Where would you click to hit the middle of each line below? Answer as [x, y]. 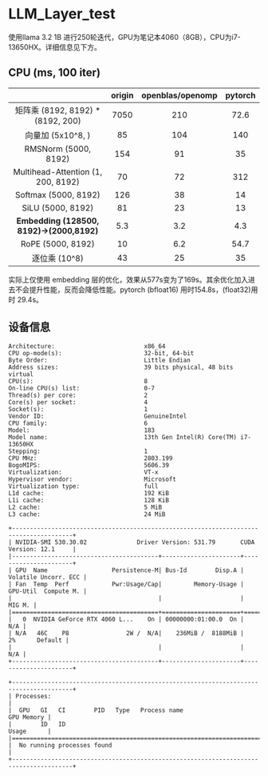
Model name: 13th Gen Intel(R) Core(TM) [123, 437]
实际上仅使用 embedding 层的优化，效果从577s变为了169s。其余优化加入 [128, 279]
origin [122, 95]
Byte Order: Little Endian [100, 360]
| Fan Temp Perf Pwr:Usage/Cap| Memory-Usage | [126, 584]
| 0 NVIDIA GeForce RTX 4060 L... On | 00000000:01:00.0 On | [126, 619]
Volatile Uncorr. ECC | [48, 577]
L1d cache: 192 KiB [89, 493]
